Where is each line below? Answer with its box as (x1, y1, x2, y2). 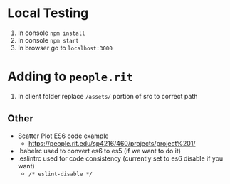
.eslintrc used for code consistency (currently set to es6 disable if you (17, 154, 224, 163)
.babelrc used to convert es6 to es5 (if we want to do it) (17, 146, 182, 155)
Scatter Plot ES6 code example (17, 131, 109, 140)
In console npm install (17, 28, 85, 37)
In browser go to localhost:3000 (17, 43, 113, 52)
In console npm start (17, 36, 80, 44)
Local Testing (7, 5, 89, 21)
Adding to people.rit (7, 69, 133, 85)
